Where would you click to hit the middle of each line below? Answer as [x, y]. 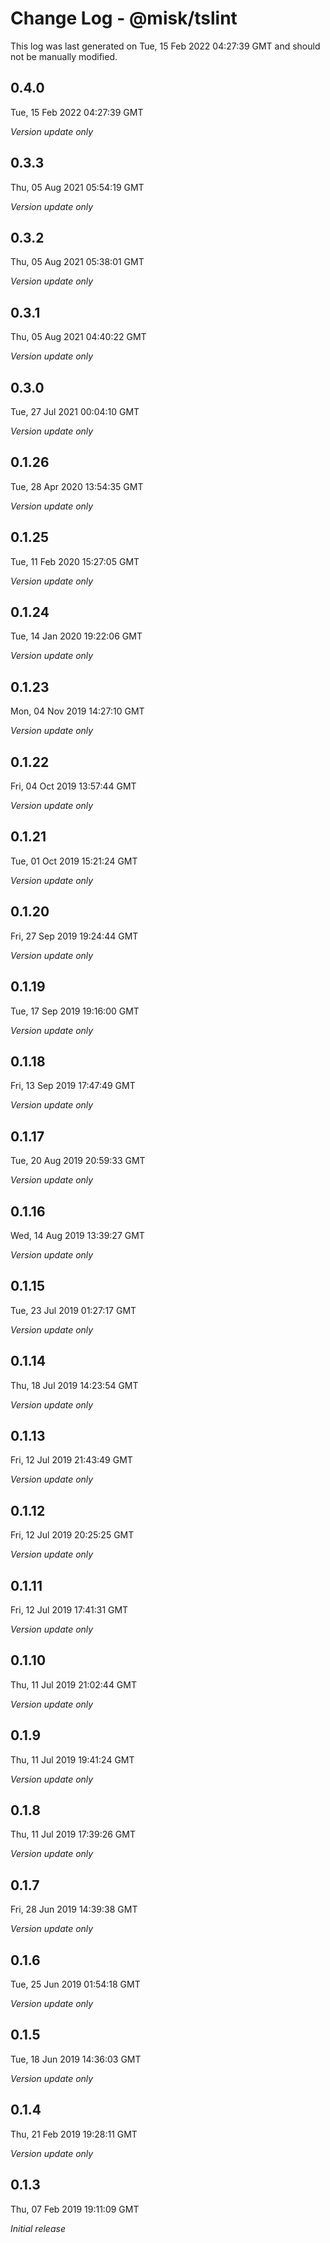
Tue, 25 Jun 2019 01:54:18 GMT [75, 1984]
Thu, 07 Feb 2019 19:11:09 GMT [75, 2209]
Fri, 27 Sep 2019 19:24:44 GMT [74, 936]
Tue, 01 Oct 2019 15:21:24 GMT [74, 861]
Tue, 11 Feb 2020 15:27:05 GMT [75, 561]
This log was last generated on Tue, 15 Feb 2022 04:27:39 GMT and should [165, 46]
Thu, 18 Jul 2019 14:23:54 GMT [74, 1385]
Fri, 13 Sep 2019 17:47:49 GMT [73, 1086]
